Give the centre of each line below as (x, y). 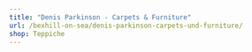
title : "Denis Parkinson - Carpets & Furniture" (100, 17)
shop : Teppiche (37, 33)
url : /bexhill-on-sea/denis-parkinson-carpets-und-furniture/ (126, 26)
